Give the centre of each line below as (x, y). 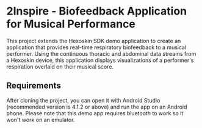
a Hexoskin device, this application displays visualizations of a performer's (100, 60)
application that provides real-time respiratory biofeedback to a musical (96, 47)
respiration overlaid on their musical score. (60, 66)
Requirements (34, 86)
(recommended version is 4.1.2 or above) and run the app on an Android (97, 107)
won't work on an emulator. (41, 120)
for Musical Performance (71, 24)
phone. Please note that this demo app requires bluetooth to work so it (95, 113)
